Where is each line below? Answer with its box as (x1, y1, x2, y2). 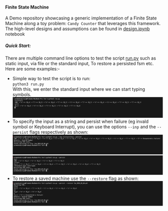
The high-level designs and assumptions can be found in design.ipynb (5, 26, 150, 32)
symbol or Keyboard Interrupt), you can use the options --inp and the (12, 123, 156, 130)
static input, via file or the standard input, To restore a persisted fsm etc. (5, 61, 154, 67)
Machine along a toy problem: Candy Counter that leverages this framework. (5, 21, 161, 27)
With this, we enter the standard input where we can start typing (12, 86, 145, 92)
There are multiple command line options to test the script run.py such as (5, 55, 156, 61)
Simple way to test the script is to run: (12, 76, 91, 82)
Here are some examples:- (5, 66, 60, 72)
